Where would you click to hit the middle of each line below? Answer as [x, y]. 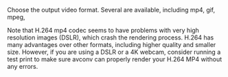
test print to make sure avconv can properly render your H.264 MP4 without [115, 59]
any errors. [23, 66]
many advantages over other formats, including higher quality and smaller [112, 45]
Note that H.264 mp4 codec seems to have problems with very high [103, 30]
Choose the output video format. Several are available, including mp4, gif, [111, 10]
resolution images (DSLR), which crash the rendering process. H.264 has [111, 37]
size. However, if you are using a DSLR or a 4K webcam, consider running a [114, 52]
